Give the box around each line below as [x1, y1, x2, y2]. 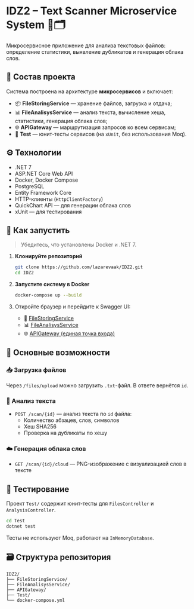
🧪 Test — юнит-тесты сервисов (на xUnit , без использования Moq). [14, 130, 187, 137]
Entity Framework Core [14, 189, 71, 196]
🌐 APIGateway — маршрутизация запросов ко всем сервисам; [14, 124, 176, 131]
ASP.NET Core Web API [14, 170, 73, 177]
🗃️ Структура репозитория [6, 552, 111, 562]
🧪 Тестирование [6, 484, 70, 494]
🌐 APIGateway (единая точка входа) [23, 330, 115, 337]
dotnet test [6, 523, 36, 530]
